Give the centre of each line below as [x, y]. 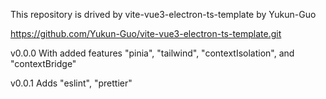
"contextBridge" [43, 63]
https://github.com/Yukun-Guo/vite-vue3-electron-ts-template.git [146, 33]
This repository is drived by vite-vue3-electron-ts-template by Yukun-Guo [163, 14]
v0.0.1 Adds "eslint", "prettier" [71, 83]
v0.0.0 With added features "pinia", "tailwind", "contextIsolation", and [152, 53]
